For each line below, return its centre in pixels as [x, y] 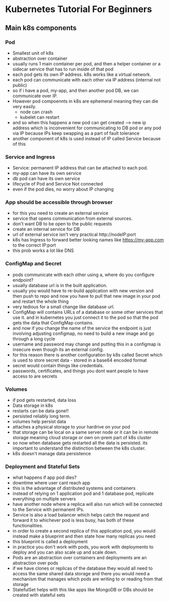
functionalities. [28, 526]
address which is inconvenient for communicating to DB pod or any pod [87, 128]
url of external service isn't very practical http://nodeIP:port [74, 234]
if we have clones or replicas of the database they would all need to [82, 568]
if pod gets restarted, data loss [44, 400]
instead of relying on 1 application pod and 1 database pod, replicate [83, 493]
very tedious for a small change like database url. [63, 307]
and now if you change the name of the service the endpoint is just [82, 328]
